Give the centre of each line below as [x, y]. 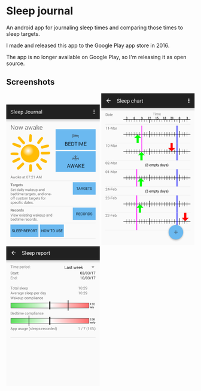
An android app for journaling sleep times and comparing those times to [95, 27]
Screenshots [31, 82]
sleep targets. [23, 33]
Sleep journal [40, 11]
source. [16, 63]
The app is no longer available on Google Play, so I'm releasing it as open [96, 57]
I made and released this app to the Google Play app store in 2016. [88, 45]
